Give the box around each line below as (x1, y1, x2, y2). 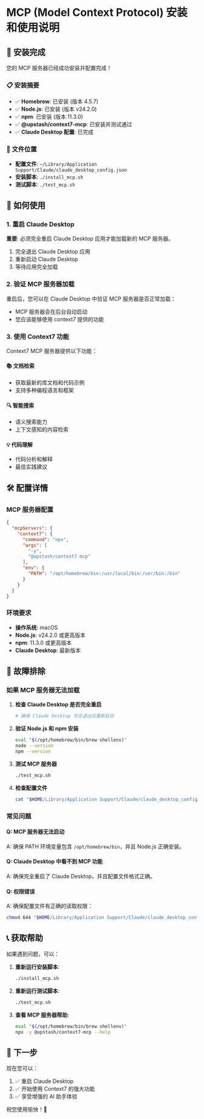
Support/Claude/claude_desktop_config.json (15, 167, 127, 173)
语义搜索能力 (15, 418, 47, 425)
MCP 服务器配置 (6, 505, 53, 514)
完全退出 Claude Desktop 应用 (15, 248, 90, 255)
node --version (15, 743, 54, 749)
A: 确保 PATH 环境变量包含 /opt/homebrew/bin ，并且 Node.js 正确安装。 (6, 842, 185, 850)
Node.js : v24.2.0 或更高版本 (15, 631, 86, 639)
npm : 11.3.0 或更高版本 (15, 639, 72, 646)
